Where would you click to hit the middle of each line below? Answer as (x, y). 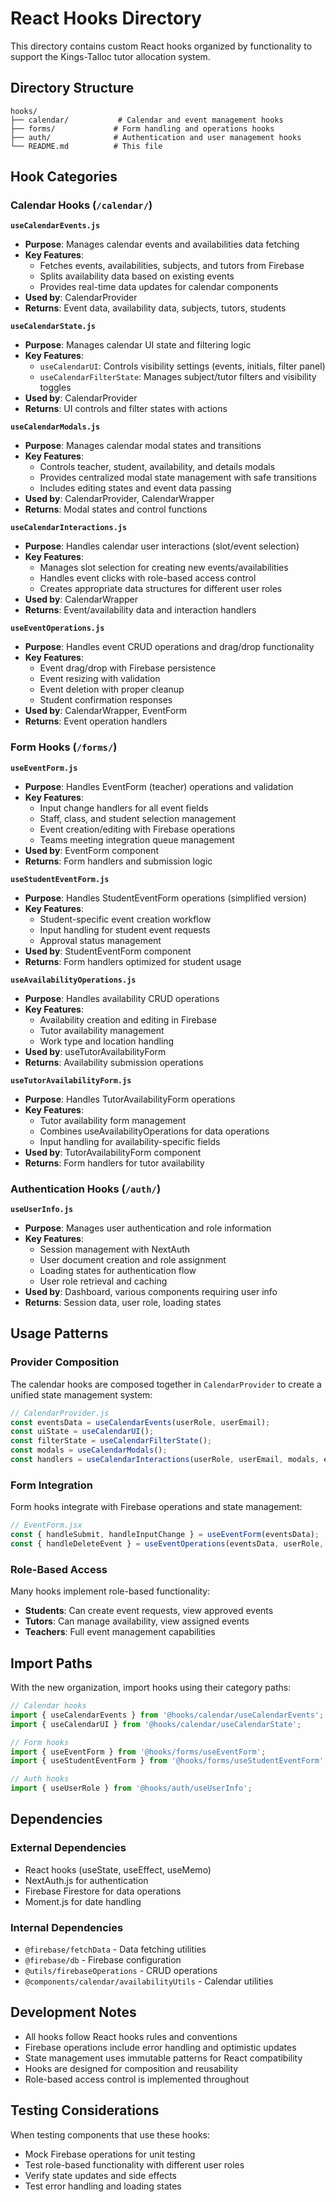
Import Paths (51, 1663)
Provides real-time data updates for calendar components (159, 287)
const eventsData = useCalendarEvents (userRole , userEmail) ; (140, 1422)
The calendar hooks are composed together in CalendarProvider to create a (166, 1384)
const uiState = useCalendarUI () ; (82, 1432)
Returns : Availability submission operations (114, 1062)
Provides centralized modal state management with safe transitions (178, 478)
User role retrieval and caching (103, 1281)
